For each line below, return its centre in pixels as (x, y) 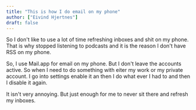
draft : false (22, 23)
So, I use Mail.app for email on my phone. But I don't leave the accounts (94, 64)
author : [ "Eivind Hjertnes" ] (42, 17)
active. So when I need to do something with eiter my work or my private (95, 70)
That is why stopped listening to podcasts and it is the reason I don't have (96, 46)
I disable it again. (27, 83)
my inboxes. (21, 100)
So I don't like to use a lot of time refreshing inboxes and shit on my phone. (97, 40)
